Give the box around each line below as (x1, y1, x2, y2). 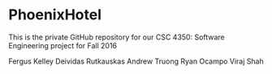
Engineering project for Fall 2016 (8, 40, 118, 50)
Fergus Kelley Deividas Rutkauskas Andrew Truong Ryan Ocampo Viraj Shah (8, 56, 264, 66)
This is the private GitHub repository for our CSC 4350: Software (8, 32, 225, 42)
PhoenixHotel (8, 6, 102, 24)
